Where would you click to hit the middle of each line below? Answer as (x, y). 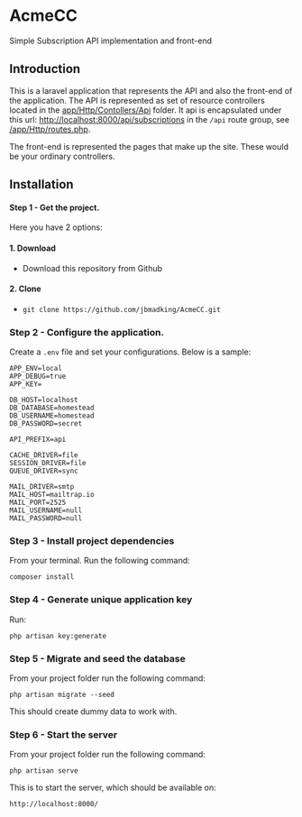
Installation (41, 184)
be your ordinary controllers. (62, 156)
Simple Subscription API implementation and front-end (111, 41)
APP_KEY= (26, 384)
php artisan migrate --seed (62, 694)
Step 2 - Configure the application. (87, 332)
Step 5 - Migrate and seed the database (98, 658)
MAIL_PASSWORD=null (46, 519)
